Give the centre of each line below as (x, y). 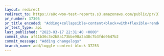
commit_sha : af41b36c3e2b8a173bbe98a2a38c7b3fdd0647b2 (62, 37)
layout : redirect (22, 9)
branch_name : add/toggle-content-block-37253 (52, 46)
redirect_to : (18, 14)
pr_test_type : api (23, 28)
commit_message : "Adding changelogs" (43, 41)
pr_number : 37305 (22, 19)
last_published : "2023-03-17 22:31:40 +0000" (52, 32)
